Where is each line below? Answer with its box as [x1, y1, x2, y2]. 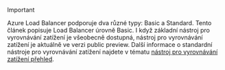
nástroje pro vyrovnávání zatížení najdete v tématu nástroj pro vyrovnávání [7, 48, 218, 56]
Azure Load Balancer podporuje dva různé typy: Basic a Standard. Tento [7, 19, 212, 27]
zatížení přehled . [7, 55, 55, 63]
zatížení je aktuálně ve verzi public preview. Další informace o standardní [7, 41, 213, 48]
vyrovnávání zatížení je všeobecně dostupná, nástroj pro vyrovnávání [7, 33, 203, 41]
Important [7, 6, 35, 14]
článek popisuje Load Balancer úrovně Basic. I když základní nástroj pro [7, 27, 211, 34]
